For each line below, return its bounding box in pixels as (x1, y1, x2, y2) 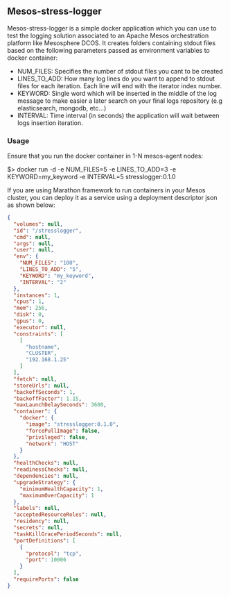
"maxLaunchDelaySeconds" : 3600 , (13, 402, 107, 408)
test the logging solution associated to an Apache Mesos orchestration (7, 31, 209, 40)
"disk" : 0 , (13, 311, 45, 318)
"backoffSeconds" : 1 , (13, 388, 76, 395)
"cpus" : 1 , (13, 298, 45, 305)
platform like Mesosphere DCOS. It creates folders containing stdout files (7, 38, 216, 47)
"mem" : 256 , (13, 305, 48, 312)
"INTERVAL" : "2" (19, 279, 67, 285)
